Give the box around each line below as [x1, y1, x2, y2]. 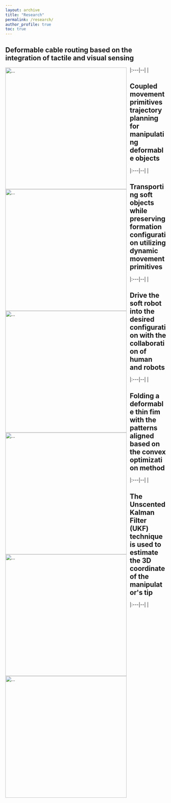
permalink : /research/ [5, 17, 54, 22]
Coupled [130, 82, 158, 91]
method [139, 463, 165, 472]
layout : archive [5, 7, 40, 13]
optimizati [130, 456, 162, 464]
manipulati [130, 130, 164, 139]
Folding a [130, 392, 160, 400]
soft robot [130, 299, 162, 307]
